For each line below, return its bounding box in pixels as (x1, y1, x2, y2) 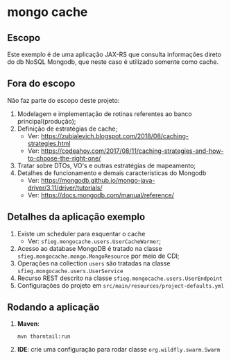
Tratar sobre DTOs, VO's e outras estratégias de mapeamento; (17, 161, 196, 170)
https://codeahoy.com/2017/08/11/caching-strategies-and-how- (40, 147, 224, 155)
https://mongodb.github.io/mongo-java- (40, 176, 155, 184)
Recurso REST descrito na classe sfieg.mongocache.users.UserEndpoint (17, 274, 223, 282)
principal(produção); (17, 117, 76, 125)
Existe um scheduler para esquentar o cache (17, 229, 146, 238)
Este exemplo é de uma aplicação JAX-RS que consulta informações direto (7, 50, 222, 58)
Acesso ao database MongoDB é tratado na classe (17, 244, 162, 252)
